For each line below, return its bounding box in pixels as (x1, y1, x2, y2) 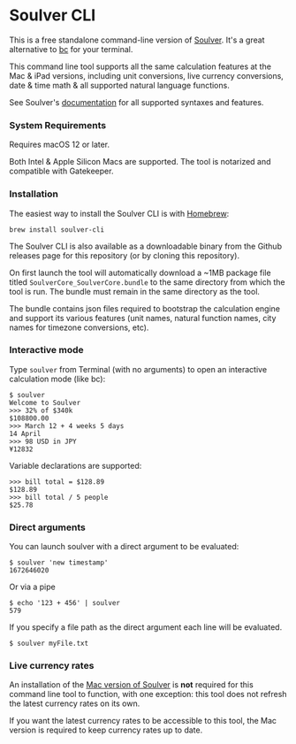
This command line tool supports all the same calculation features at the (9, 61, 272, 72)
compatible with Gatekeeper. (9, 165, 114, 177)
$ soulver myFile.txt (9, 639, 89, 648)
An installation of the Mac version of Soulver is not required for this (9, 679, 254, 690)
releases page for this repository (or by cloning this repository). (9, 249, 240, 261)
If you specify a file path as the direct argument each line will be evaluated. (9, 622, 283, 633)
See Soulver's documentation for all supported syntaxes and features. (9, 96, 264, 107)
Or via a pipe (9, 581, 56, 593)
